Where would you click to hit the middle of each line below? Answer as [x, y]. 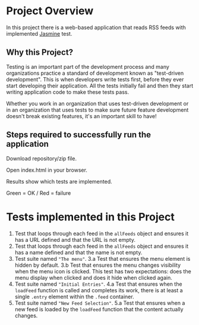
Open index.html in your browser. [47, 170]
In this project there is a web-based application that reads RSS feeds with [96, 27]
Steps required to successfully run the [79, 135]
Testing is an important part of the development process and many [88, 67]
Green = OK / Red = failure [39, 193]
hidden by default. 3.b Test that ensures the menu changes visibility [98, 265]
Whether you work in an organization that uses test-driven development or [97, 103]
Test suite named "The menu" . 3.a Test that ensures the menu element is [102, 258]
